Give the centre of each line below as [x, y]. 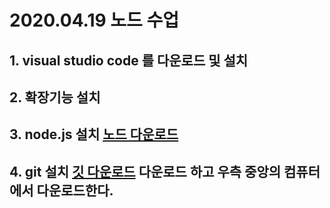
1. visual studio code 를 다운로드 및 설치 [129, 60]
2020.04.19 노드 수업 [94, 20]
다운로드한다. [75, 190]
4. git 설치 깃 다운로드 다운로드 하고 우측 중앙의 [145, 171]
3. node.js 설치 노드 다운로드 [94, 134]
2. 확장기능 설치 [55, 97]
